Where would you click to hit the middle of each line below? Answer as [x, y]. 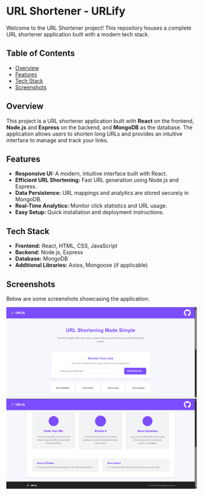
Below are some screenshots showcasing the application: [78, 299]
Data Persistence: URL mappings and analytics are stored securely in [102, 193]
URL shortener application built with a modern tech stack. [78, 34]
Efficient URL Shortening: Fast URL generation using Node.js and [97, 180]
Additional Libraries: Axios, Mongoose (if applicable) [81, 265]
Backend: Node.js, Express [49, 252]
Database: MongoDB [41, 259]
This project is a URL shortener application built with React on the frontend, [100, 121]
